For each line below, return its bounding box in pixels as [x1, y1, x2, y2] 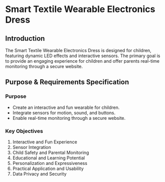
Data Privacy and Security [12, 170, 67, 176]
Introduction [5, 34, 45, 43]
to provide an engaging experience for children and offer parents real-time [5, 58, 160, 64]
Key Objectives [5, 127, 43, 134]
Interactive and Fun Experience [12, 139, 77, 145]
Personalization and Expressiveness [12, 160, 88, 166]
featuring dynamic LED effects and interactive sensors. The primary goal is [5, 53, 160, 59]
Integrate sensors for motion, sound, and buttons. [12, 109, 116, 116]
